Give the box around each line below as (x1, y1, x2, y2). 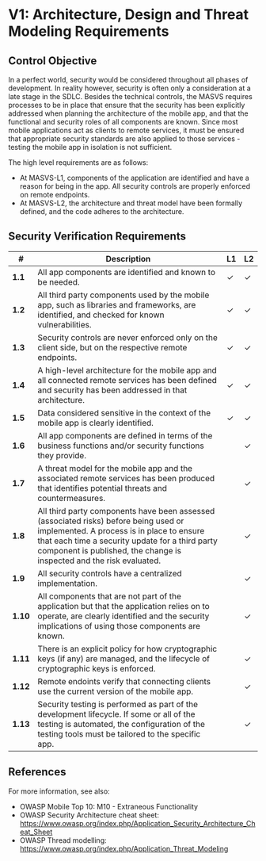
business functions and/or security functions (37, 440, 204, 451)
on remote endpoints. (19, 190, 90, 199)
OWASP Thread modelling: (19, 835, 107, 845)
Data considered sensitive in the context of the (37, 407, 211, 418)
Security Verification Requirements (8, 230, 186, 243)
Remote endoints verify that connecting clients (37, 675, 211, 687)
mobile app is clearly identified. (37, 417, 154, 428)
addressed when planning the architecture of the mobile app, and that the (8, 109, 249, 118)
